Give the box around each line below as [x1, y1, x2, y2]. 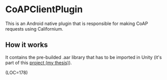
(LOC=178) [5, 69, 28, 75]
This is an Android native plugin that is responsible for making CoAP [5, 20, 148, 26]
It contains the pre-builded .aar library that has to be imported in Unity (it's [5, 54, 162, 60]
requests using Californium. [5, 25, 63, 32]
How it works [5, 41, 48, 49]
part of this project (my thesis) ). [5, 60, 73, 66]
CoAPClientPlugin [5, 4, 83, 15]
